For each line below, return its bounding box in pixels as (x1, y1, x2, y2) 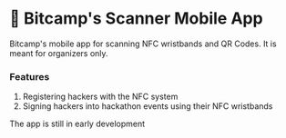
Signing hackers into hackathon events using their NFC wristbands (22, 101, 273, 112)
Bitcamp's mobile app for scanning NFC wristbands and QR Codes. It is (9, 38, 277, 49)
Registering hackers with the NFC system (22, 91, 179, 103)
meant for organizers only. (9, 47, 108, 58)
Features (9, 70, 50, 83)
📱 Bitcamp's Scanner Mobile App (9, 8, 263, 29)
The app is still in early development (9, 118, 146, 130)
